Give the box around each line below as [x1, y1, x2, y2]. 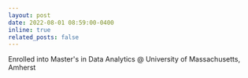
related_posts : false [8, 33, 80, 41]
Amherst [8, 63, 36, 73]
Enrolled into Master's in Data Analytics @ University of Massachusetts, [8, 55, 241, 64]
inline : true [8, 26, 51, 34]
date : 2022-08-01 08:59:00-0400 [8, 19, 114, 27]
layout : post [8, 11, 51, 19]
